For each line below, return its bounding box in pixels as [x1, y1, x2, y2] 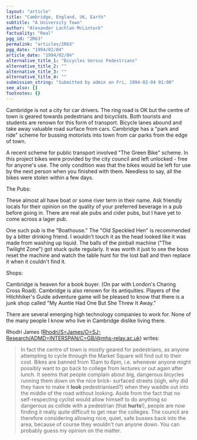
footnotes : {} [6, 90, 41, 96]
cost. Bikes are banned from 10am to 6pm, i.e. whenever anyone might [20, 358, 191, 365]
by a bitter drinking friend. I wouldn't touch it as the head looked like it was [6, 233, 186, 240]
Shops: [6, 269, 23, 276]
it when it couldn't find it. [6, 258, 66, 265]
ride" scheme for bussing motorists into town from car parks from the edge [6, 131, 188, 138]
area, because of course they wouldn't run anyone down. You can [20, 421, 180, 428]
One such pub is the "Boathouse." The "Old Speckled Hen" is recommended [6, 226, 191, 233]
